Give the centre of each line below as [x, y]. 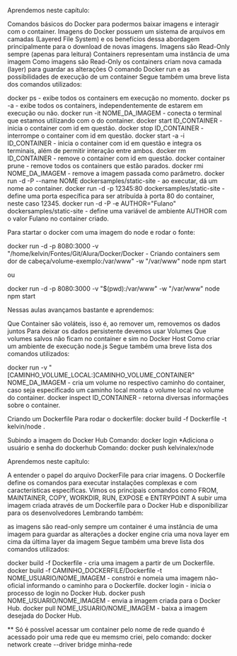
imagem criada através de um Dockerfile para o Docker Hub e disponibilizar [118, 505]
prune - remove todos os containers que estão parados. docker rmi [105, 166]
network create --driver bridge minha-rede [70, 644]
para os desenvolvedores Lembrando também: [75, 513]
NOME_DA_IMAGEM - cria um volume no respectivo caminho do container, [116, 383]
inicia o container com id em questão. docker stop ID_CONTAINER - [105, 128]
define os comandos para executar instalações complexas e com [102, 483]
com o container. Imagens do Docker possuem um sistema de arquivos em [116, 32]
